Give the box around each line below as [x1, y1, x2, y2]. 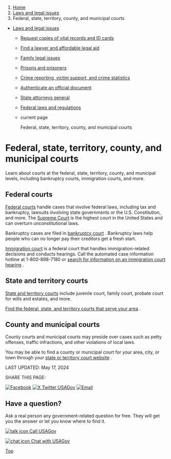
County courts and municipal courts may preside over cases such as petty [5, 334, 162, 340]
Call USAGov [29, 428, 57, 434]
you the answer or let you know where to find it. [5, 418, 106, 424]
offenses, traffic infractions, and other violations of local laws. [5, 339, 135, 345]
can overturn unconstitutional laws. [5, 220, 80, 226]
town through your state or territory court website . [5, 355, 112, 361]
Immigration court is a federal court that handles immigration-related [5, 245, 150, 251]
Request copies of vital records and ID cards [20, 35, 114, 41]
